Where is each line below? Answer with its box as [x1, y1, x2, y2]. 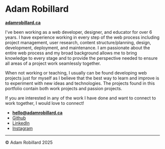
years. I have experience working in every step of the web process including [5, 34, 160, 40]
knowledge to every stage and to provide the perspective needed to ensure [5, 55, 158, 61]
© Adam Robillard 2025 [5, 139, 53, 145]
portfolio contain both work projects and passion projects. [5, 85, 122, 91]
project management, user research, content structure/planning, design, [5, 39, 151, 45]
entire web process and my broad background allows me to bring [5, 50, 137, 56]
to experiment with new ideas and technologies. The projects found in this [5, 80, 155, 86]
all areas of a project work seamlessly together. [5, 60, 101, 66]
